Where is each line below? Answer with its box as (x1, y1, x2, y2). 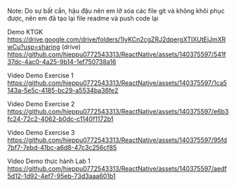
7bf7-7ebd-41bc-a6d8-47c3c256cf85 (7, 143, 117, 151)
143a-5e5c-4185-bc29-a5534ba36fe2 (7, 86, 119, 94)
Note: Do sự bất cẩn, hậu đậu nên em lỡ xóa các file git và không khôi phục (7, 7, 225, 15)
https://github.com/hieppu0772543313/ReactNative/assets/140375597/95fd (7, 136, 228, 144)
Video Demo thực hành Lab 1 (7, 157, 91, 165)
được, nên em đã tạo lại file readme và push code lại (7, 14, 159, 22)
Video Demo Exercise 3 (7, 129, 75, 136)
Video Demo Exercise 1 (7, 71, 74, 79)
